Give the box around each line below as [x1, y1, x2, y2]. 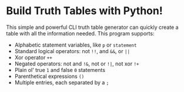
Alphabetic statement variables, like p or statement [14, 41, 137, 48]
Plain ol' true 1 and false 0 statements [14, 66, 106, 73]
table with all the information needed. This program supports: [6, 29, 155, 37]
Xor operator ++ [14, 54, 53, 61]
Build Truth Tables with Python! [6, 4, 163, 18]
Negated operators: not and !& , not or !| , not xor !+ [14, 60, 139, 67]
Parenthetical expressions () [14, 73, 85, 80]
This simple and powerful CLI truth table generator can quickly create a [6, 24, 179, 31]
